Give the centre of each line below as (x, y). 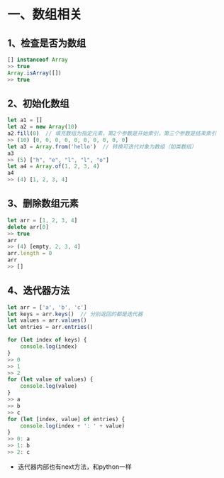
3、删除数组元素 (43, 203)
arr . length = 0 (30, 254)
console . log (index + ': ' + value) (73, 426)
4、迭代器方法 (39, 291)
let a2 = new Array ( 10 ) (43, 127)
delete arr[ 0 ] (28, 227)
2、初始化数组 (38, 103)
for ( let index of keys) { (47, 340)
